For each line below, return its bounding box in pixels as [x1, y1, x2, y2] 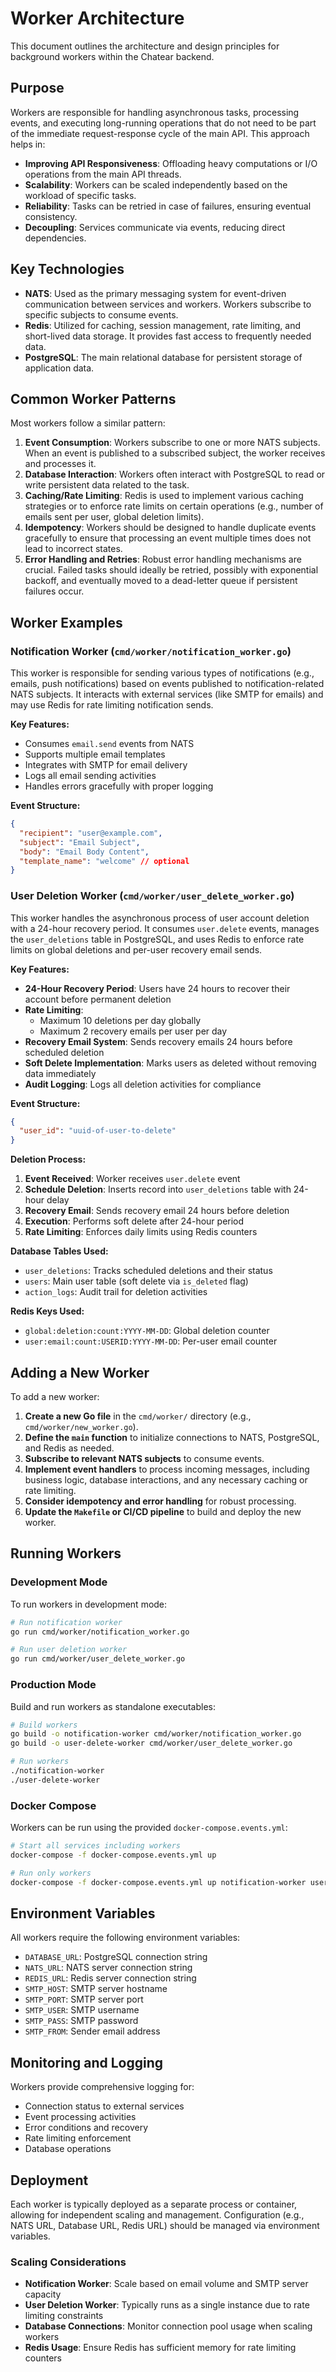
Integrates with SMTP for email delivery [24, 759, 188, 771]
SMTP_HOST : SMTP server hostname [24, 1983, 168, 1995]
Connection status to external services [24, 2100, 185, 2112]
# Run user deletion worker [10, 1645, 128, 1655]
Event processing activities [24, 2111, 137, 2123]
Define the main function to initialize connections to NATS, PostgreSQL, [24, 1432, 320, 1444]
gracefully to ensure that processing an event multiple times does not [24, 532, 312, 544]
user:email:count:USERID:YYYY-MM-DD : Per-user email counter [24, 1335, 278, 1347]
